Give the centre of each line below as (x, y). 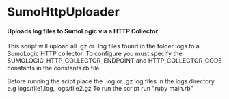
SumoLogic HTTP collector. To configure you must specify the (95, 54)
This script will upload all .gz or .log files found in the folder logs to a (103, 46)
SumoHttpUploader (63, 12)
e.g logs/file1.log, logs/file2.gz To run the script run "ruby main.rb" (100, 89)
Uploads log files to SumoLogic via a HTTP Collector (83, 31)
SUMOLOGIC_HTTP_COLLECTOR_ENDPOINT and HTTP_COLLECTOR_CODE (114, 61)
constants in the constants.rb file (53, 68)
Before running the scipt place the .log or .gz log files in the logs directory (111, 81)
